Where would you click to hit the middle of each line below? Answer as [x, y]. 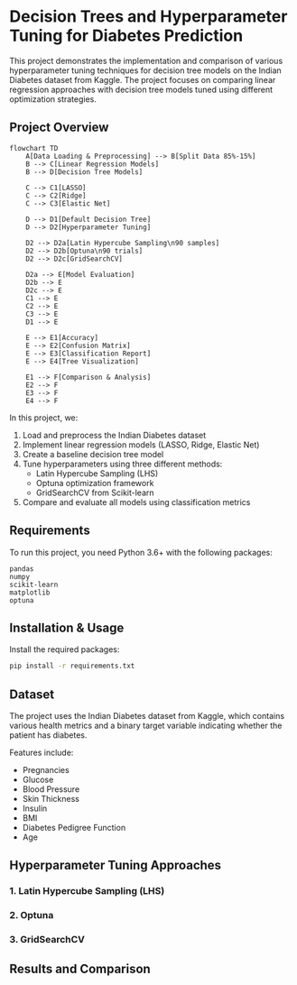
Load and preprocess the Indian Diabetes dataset [114, 435]
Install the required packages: [65, 649]
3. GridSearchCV [47, 940]
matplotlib [30, 593]
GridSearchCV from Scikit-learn [95, 492]
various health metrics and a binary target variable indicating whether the [146, 726]
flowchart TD [34, 148]
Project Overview [59, 128]
